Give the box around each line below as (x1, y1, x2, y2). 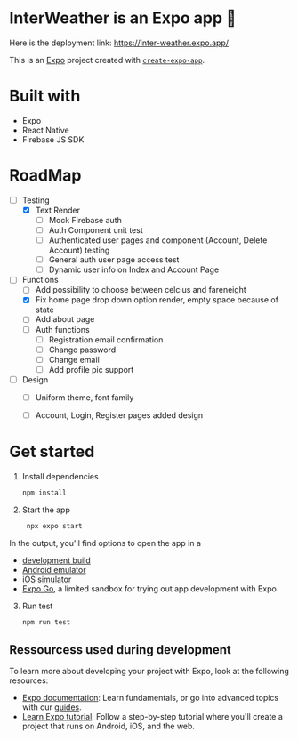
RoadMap (9, 165, 82, 186)
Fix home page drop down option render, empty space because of (35, 294, 278, 305)
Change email (48, 354, 100, 365)
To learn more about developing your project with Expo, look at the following (9, 666, 289, 677)
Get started (9, 442, 95, 462)
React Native (21, 125, 69, 135)
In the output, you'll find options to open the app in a (9, 537, 202, 548)
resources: (9, 675, 49, 686)
